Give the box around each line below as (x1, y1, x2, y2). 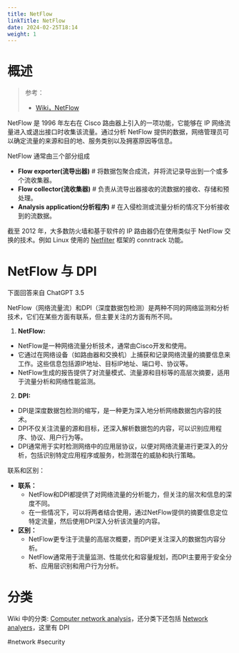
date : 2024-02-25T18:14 (7, 24, 78, 31)
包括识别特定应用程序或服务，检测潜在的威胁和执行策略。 (30, 451, 200, 459)
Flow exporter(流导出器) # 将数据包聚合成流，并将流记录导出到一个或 (17, 167, 223, 176)
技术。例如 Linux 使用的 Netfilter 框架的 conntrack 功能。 (19, 236, 188, 244)
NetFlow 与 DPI (7, 264, 98, 279)
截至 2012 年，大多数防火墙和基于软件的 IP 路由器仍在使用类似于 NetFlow (7, 226, 223, 236)
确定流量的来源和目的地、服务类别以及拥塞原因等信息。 (13, 136, 176, 145)
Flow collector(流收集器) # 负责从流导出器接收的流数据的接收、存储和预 (17, 185, 230, 194)
